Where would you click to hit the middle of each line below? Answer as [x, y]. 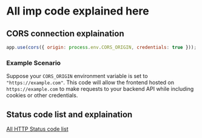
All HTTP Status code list [37, 129]
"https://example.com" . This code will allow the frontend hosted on [90, 82]
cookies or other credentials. [42, 96]
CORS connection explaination [65, 34]
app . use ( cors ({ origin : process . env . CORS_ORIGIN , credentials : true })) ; [102, 47]
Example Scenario [34, 63]
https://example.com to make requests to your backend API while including [100, 89]
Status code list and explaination [69, 114]
